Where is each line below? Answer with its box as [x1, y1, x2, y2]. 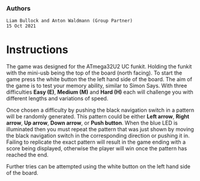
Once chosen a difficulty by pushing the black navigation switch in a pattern [6, 106, 195, 114]
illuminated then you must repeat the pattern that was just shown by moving [6, 126, 194, 133]
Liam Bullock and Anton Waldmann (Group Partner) [6, 18, 133, 24]
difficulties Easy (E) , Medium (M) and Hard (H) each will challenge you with [6, 88, 193, 96]
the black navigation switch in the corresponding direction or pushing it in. [6, 132, 190, 140]
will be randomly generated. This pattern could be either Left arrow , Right [6, 113, 190, 120]
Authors [6, 4, 31, 13]
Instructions [6, 43, 68, 57]
